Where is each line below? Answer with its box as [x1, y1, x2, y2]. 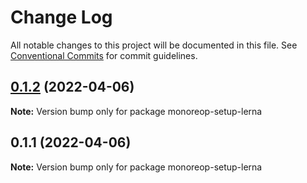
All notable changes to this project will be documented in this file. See [10, 39, 298, 51]
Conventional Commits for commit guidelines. [10, 49, 198, 61]
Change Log [10, 6, 113, 29]
